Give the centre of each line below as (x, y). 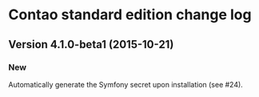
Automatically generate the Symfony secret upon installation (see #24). (126, 84)
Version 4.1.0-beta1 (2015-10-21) (91, 44)
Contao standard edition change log (130, 15)
